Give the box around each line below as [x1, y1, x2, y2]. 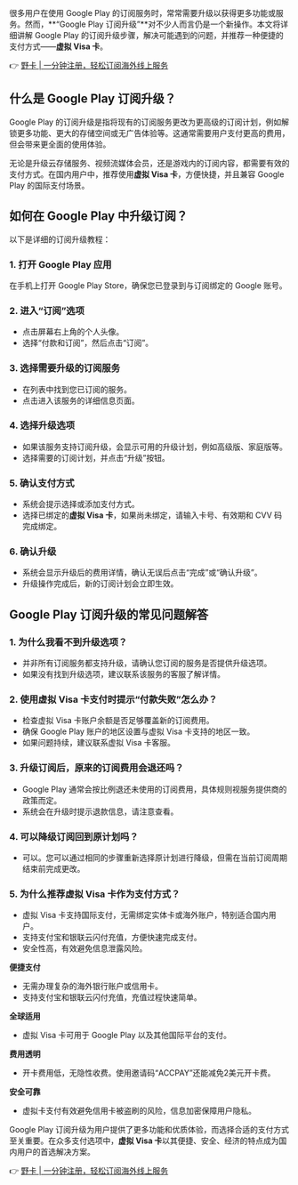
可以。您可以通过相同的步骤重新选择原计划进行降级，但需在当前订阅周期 [21, 852, 287, 863]
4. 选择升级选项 [9, 419, 76, 431]
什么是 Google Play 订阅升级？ [9, 92, 176, 107]
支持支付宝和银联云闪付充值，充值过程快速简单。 [21, 992, 202, 1003]
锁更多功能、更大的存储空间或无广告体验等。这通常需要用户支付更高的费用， [9, 127, 290, 138]
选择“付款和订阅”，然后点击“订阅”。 [21, 337, 154, 349]
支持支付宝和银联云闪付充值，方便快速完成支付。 [21, 932, 202, 943]
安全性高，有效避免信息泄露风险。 [21, 943, 148, 954]
